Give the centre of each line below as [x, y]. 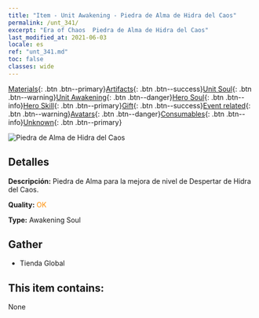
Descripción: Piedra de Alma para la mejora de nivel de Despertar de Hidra [129, 181]
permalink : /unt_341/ [44, 23]
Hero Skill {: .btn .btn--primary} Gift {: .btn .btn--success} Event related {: [137, 105]
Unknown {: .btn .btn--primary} [73, 122]
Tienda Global [42, 263]
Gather [26, 244]
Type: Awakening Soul [44, 220]
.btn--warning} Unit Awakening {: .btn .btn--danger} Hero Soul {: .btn [116, 97]
